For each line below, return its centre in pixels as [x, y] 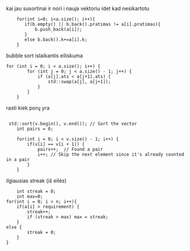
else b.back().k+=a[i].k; [56, 40]
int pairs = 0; [35, 129]
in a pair [18, 160]
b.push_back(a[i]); [58, 29]
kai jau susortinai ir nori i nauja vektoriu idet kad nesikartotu [78, 8]
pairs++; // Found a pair [70, 149]
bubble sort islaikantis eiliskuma [44, 56]
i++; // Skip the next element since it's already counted [110, 154]
